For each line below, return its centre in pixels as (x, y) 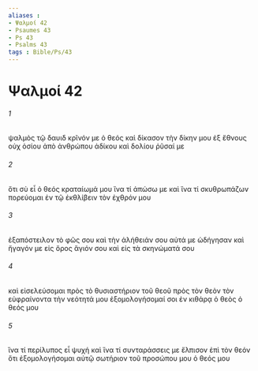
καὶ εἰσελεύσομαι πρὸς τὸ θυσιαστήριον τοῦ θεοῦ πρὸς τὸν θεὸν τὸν (121, 290)
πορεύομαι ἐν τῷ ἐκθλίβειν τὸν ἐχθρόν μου (80, 197)
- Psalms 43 (28, 45)
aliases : (24, 15)
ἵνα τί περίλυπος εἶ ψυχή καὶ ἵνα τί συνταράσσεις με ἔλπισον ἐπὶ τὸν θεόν (129, 350)
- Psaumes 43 (30, 30)
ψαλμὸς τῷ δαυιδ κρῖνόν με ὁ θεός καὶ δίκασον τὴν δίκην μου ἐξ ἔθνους (127, 138)
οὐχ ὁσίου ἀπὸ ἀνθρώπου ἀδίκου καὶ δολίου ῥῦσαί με (97, 146)
